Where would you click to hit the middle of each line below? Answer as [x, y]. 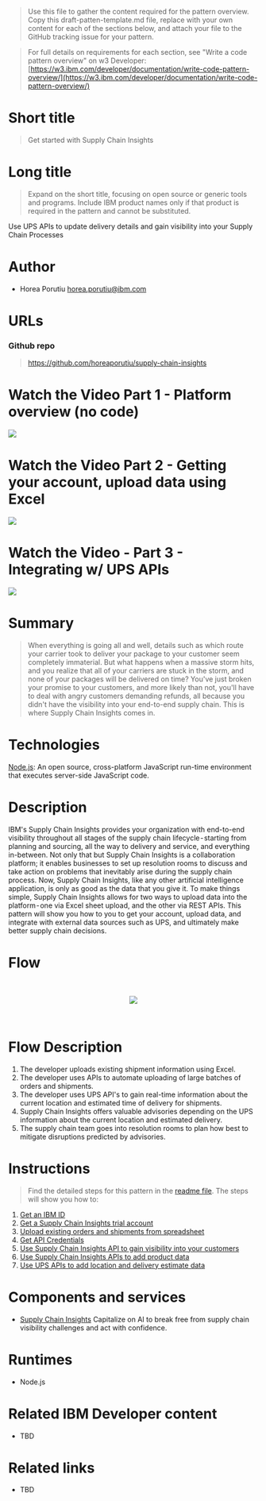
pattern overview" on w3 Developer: [87, 60]
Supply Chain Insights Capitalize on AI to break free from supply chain [135, 1319]
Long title [40, 172]
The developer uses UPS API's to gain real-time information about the [134, 1094]
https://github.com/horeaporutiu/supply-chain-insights [117, 363]
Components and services [97, 1297]
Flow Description [66, 1047]
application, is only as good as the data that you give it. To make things [124, 888]
